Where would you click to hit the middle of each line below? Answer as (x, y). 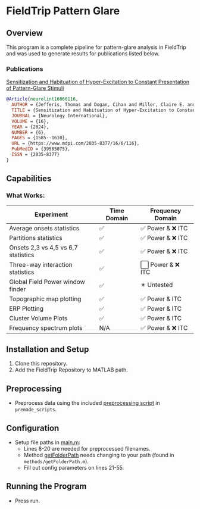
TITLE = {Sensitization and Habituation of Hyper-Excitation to (93, 110)
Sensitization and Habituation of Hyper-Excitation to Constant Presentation (98, 82)
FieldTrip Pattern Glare (63, 11)
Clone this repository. (41, 364)
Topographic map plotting (45, 299)
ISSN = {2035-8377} (36, 155)
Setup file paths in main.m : (47, 442)
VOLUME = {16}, (30, 121)
